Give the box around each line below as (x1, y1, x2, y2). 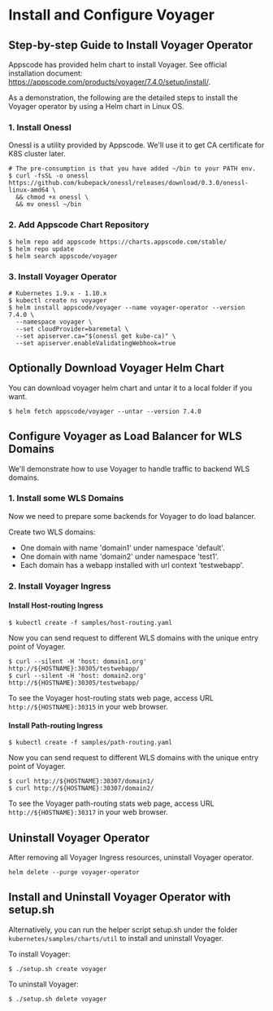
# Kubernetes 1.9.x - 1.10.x (8, 289, 107, 297)
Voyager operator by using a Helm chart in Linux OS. (8, 102, 184, 111)
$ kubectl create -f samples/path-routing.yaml (8, 739, 173, 747)
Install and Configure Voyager (8, 6, 215, 24)
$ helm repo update (8, 244, 75, 253)
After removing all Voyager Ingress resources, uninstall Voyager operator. (8, 852, 254, 862)
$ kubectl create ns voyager (8, 296, 107, 305)
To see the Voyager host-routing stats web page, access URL (8, 692, 214, 702)
